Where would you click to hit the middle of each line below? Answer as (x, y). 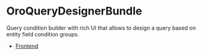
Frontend (27, 46)
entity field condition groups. (43, 34)
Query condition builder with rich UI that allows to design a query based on (101, 28)
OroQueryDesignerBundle (74, 11)
